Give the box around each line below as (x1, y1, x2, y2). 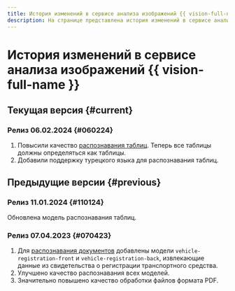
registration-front (17, 255, 75, 262)
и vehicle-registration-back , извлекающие (76, 254, 205, 262)
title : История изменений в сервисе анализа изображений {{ (7, 10, 187, 17)
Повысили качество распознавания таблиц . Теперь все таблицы (17, 141, 212, 150)
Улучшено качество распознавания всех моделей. (17, 269, 170, 277)
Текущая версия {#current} (7, 104, 134, 116)
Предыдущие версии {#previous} (7, 176, 162, 188)
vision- (162, 62, 204, 78)
